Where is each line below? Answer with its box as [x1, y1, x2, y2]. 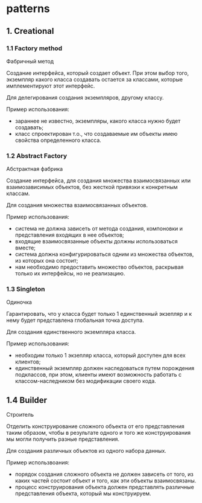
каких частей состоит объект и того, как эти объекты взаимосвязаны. [14, 477, 197, 484]
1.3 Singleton [6, 285, 45, 293]
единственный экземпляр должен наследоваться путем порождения [14, 365, 195, 372]
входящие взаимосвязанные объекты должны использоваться [14, 238, 178, 245]
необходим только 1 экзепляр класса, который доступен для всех [14, 352, 186, 359]
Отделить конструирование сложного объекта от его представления [6, 423, 185, 430]
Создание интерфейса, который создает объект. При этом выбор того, [6, 69, 189, 77]
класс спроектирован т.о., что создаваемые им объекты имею [14, 130, 178, 137]
